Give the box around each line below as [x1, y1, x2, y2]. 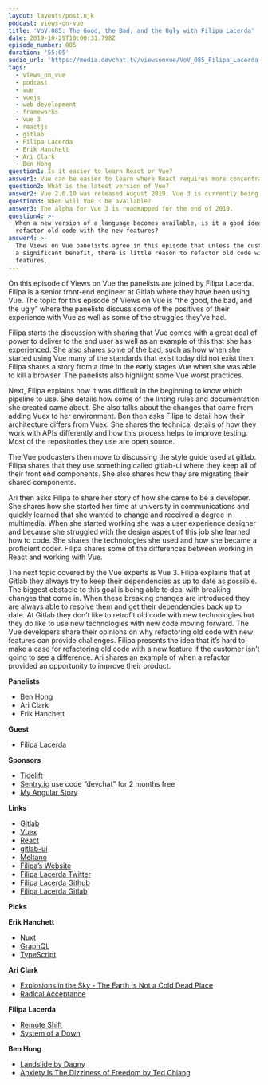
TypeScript [19, 949, 57, 959]
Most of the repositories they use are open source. [8, 436, 175, 446]
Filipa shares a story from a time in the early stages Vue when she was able [8, 361, 257, 371]
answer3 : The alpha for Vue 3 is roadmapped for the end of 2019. [8, 204, 234, 212]
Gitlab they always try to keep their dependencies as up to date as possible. [8, 576, 258, 586]
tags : [8, 64, 26, 72]
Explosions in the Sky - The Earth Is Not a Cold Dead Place [19, 980, 214, 990]
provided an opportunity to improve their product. [8, 661, 171, 670]
